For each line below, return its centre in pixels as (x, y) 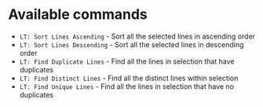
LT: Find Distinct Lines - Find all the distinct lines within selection (129, 78)
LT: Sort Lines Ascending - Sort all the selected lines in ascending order (137, 36)
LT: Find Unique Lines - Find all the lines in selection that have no (126, 86)
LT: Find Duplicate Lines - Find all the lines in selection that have (127, 61)
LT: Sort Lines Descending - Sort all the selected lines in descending (131, 44)
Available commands (78, 15)
